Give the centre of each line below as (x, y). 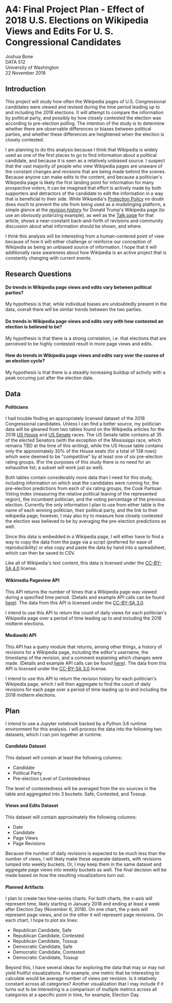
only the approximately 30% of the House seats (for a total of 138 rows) (81, 451)
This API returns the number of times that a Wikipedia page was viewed (81, 592)
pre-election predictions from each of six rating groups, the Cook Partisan (83, 488)
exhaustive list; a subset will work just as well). (55, 468)
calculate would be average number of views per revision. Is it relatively (81, 978)
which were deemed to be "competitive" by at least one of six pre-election (84, 457)
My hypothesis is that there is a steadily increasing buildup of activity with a (85, 372)
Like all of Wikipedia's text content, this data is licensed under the (75, 563)
